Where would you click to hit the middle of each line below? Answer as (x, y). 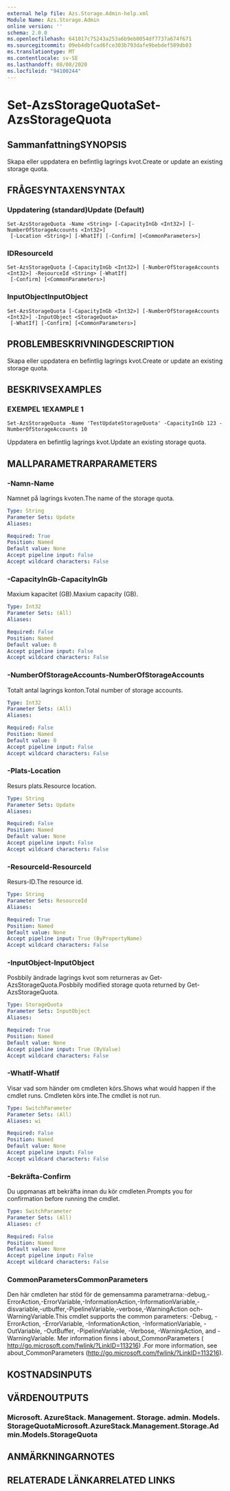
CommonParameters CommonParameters (78, 1279)
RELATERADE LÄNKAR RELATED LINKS (91, 1480)
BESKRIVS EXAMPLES (55, 389)
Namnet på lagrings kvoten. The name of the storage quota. (91, 498)
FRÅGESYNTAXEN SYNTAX (66, 190)
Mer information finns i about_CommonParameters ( (130, 1338)
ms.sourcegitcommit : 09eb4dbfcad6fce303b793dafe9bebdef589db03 (100, 45)
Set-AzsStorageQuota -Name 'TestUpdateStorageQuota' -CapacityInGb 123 (112, 423)
